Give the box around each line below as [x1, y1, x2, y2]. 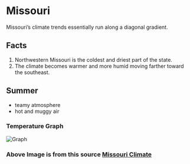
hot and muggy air [14, 108, 60, 115]
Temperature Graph [6, 122, 64, 130]
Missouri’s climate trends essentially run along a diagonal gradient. [6, 24, 168, 31]
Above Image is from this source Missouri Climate [6, 150, 152, 158]
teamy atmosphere [14, 101, 61, 108]
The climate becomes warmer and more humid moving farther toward [14, 62, 184, 69]
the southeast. [14, 69, 50, 76]
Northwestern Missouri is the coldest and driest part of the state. [14, 56, 173, 63]
